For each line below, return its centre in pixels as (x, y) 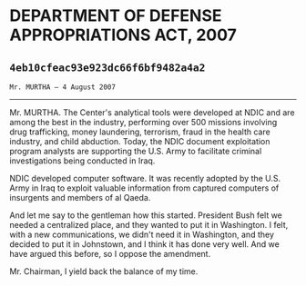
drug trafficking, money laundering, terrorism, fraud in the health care (140, 132)
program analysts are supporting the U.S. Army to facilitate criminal (136, 151)
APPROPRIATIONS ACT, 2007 (123, 35)
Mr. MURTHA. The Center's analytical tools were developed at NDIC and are (152, 113)
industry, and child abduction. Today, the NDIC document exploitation (140, 141)
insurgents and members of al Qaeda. (80, 197)
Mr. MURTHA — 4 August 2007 (63, 87)
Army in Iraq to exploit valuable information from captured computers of (144, 188)
